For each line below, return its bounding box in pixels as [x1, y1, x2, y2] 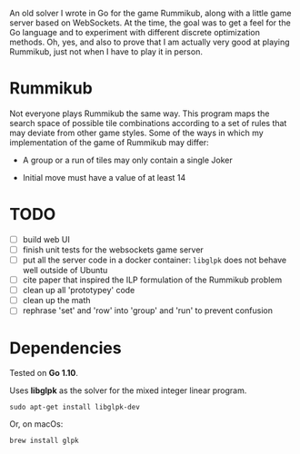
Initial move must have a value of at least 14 [22, 172, 186, 183]
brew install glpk [9, 436, 79, 446]
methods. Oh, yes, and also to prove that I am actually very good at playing [9, 36, 290, 47]
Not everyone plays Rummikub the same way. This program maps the [9, 108, 270, 119]
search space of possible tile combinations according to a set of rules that [9, 117, 287, 128]
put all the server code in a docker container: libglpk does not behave [22, 254, 287, 265]
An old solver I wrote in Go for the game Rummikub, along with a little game [9, 8, 292, 18]
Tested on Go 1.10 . [9, 368, 79, 379]
